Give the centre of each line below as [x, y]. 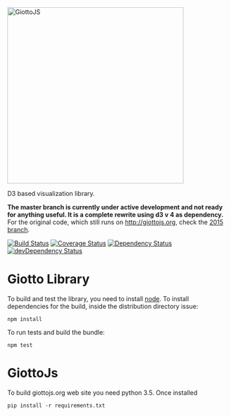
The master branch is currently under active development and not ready [115, 207]
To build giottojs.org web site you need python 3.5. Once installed [102, 392]
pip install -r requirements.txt [56, 405]
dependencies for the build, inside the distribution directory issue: [103, 306]
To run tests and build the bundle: [56, 332]
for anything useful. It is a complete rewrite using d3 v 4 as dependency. [115, 215]
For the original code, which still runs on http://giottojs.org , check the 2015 [115, 222]
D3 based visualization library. [51, 194]
